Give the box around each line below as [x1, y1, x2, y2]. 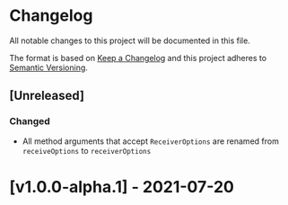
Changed [9, 115, 51, 128]
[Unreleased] [9, 88, 85, 103]
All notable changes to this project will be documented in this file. [9, 35, 251, 46]
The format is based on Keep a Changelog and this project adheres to [9, 52, 267, 63]
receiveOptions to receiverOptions [22, 145, 152, 156]
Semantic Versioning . [9, 62, 88, 73]
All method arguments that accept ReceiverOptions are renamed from [22, 136, 280, 147]
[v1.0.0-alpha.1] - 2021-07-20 [9, 176, 235, 197]
